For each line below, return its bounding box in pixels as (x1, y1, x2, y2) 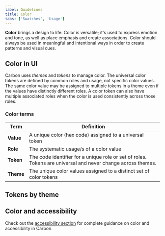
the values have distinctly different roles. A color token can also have (5, 88, 145, 94)
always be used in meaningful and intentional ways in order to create (5, 40, 144, 46)
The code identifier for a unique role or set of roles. (29, 154, 147, 161)
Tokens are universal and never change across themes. (29, 160, 157, 166)
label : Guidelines (5, 7, 43, 12)
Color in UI (5, 59, 38, 68)
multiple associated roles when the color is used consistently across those (5, 94, 156, 99)
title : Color (5, 12, 32, 17)
